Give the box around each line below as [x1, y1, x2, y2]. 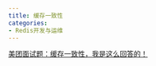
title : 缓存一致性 [8, 11, 64, 20]
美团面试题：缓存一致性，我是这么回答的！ [8, 49, 148, 59]
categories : [8, 19, 48, 27]
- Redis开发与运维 [8, 26, 64, 34]
